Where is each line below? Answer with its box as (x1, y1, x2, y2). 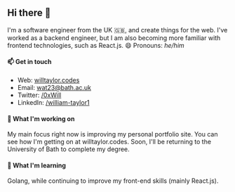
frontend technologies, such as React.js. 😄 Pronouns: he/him (7, 41, 184, 49)
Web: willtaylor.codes (17, 76, 80, 84)
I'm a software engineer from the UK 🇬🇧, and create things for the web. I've (7, 25, 228, 34)
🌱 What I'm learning (7, 161, 67, 169)
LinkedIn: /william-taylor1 (17, 98, 90, 107)
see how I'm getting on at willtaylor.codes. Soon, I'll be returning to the (7, 138, 212, 146)
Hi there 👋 (7, 7, 51, 19)
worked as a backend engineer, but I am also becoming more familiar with (7, 33, 221, 42)
